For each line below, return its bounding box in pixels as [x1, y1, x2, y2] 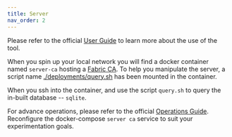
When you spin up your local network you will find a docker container [7, 57, 209, 65]
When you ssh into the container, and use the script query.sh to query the [7, 86, 221, 94]
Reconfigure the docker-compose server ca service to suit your [7, 114, 193, 123]
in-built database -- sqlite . [7, 93, 87, 102]
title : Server [7, 10, 49, 18]
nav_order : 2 [7, 17, 46, 24]
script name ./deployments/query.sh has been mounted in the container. [7, 72, 217, 81]
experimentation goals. [7, 122, 74, 130]
